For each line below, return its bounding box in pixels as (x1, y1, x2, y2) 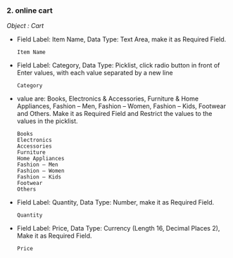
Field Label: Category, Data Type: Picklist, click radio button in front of (16, 61, 220, 70)
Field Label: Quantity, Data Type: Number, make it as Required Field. (16, 198, 215, 207)
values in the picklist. (16, 117, 78, 125)
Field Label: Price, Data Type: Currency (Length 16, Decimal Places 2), (16, 224, 220, 233)
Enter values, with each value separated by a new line (16, 69, 173, 77)
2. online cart (6, 6, 53, 15)
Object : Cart (6, 22, 44, 30)
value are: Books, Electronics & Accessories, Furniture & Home (16, 94, 199, 103)
